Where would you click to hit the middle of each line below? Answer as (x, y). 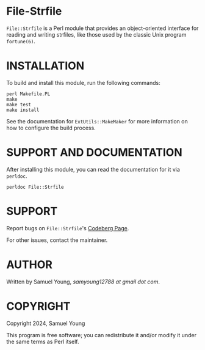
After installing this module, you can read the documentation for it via (93, 169)
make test (19, 104)
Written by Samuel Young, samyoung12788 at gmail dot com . (83, 282)
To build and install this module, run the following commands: (83, 82)
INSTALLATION (45, 66)
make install (23, 110)
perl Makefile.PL (28, 94)
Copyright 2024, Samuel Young (46, 323)
